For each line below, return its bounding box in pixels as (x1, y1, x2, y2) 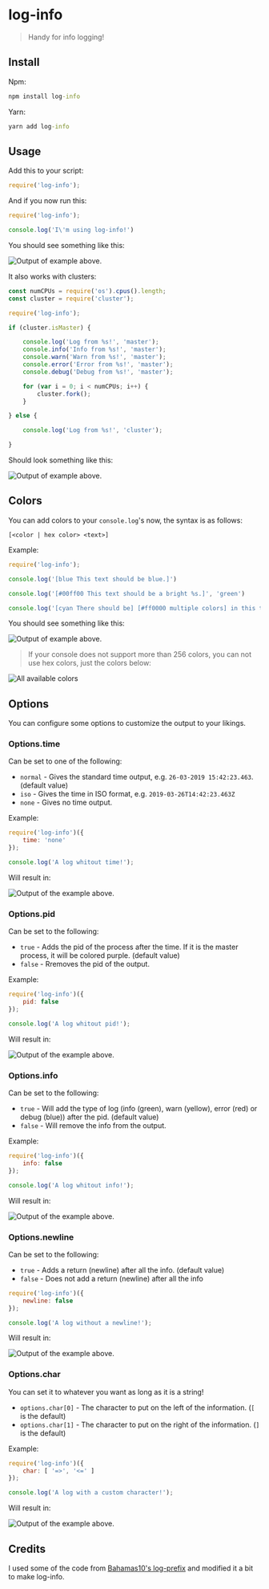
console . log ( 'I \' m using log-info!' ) (8, 226, 134, 234)
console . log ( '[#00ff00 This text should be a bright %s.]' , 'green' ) (8, 589, 246, 597)
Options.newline (8, 1231, 74, 1242)
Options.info (8, 1070, 58, 1081)
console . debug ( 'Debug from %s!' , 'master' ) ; (22, 368, 174, 376)
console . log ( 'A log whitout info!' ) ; (8, 1181, 134, 1189)
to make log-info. (8, 1571, 66, 1581)
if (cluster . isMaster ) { (8, 324, 91, 332)
